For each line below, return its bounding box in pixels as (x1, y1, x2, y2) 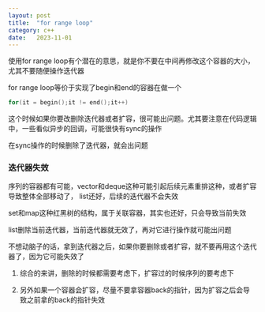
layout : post (8, 11, 51, 20)
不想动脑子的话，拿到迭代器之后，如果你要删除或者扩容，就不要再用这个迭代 (8, 242, 257, 251)
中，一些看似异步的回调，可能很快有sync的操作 (8, 124, 162, 133)
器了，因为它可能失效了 (8, 252, 84, 261)
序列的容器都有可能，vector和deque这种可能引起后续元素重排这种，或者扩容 (8, 182, 257, 191)
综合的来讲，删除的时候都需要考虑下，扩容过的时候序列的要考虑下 (19, 269, 234, 278)
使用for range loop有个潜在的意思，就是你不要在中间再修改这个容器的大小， (8, 56, 255, 66)
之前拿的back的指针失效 (26, 295, 106, 305)
